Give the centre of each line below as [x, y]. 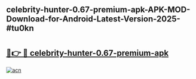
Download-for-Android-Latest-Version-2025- [93, 19]
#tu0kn [20, 28]
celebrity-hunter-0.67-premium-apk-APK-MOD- [98, 10]
